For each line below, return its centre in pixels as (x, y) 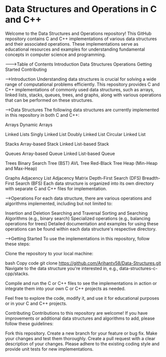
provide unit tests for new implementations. (49, 349)
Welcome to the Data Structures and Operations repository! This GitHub (79, 33)
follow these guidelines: (29, 323)
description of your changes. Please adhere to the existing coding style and (82, 344)
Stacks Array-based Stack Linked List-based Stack (57, 144)
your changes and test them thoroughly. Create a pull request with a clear (80, 338)
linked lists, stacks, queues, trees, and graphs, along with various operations (83, 95)
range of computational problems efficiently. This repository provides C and (83, 84)
